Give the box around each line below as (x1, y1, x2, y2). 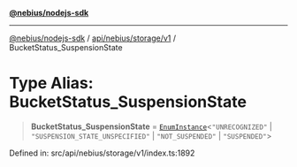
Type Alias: (9, 73, 95, 94)
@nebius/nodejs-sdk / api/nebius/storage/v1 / (9, 33, 177, 43)
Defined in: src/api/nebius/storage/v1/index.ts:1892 (9, 148, 195, 158)
